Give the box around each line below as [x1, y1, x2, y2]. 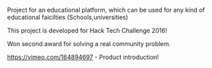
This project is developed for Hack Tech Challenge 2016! [7, 27, 167, 34]
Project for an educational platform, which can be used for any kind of [7, 6, 205, 14]
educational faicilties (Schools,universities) [7, 13, 128, 21]
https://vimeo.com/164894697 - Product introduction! [7, 53, 159, 61]
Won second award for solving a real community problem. [7, 40, 172, 47]
